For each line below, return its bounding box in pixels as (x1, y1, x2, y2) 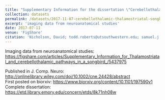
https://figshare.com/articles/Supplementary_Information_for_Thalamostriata (5, 53, 160, 59)
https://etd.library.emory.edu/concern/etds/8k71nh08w (5, 89, 116, 95)
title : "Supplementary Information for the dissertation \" (5, 7, 131, 12)
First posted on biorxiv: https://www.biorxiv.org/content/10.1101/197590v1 (5, 78, 153, 84)
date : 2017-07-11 (5, 26, 41, 31)
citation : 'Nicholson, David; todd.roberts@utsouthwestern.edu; (5, 35, 139, 40)
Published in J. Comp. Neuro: (5, 68, 64, 74)
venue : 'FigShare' (5, 30, 43, 35)
